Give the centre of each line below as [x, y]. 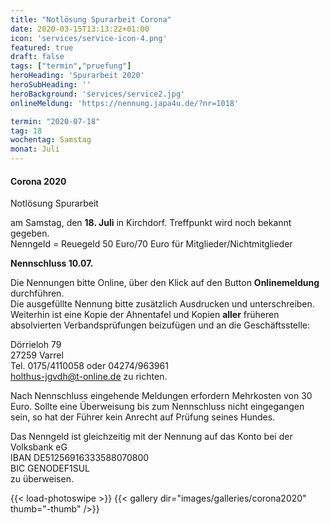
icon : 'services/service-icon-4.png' [89, 38]
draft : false [37, 57]
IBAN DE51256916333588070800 [80, 458]
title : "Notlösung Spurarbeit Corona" [91, 19]
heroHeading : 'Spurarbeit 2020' [77, 76]
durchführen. [37, 293]
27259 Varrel [37, 355]
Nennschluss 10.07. [52, 263]
